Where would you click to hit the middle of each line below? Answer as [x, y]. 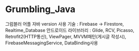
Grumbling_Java [40, 9]
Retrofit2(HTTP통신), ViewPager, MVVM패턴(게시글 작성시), [66, 36]
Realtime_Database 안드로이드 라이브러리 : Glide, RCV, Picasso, [70, 30]
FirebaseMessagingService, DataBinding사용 [52, 43]
